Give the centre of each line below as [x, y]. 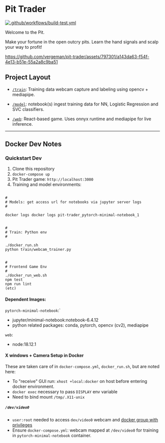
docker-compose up [31, 174]
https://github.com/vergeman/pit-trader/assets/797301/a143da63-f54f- [77, 56]
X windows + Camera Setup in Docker [44, 355]
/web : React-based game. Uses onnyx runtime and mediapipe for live [82, 119]
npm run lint [18, 284]
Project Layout [28, 77]
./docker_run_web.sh [26, 275]
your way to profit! [24, 47]
